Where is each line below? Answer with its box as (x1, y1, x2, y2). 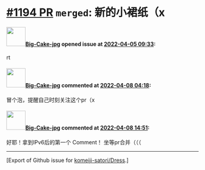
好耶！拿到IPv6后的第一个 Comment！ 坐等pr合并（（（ (6, 138, 142, 146)
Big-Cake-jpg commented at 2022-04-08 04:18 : (25, 81, 151, 89)
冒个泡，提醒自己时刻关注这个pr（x (6, 96, 95, 103)
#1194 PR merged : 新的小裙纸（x (6, 6, 165, 20)
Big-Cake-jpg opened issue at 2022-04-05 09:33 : (25, 40, 156, 48)
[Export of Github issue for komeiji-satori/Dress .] (6, 157, 129, 164)
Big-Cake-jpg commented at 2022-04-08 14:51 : (25, 124, 150, 131)
